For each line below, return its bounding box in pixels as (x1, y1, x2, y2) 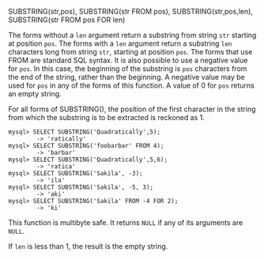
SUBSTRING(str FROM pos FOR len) (8, 15, 126, 24)
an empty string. (8, 89, 62, 98)
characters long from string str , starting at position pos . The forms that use (8, 47, 253, 56)
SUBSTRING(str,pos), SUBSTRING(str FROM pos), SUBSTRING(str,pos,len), (8, 7, 253, 16)
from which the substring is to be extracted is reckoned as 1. (8, 113, 206, 122)
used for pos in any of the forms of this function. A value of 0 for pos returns (8, 81, 255, 90)
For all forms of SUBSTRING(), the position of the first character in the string (8, 104, 256, 114)
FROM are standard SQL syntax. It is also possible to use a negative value (8, 55, 248, 65)
